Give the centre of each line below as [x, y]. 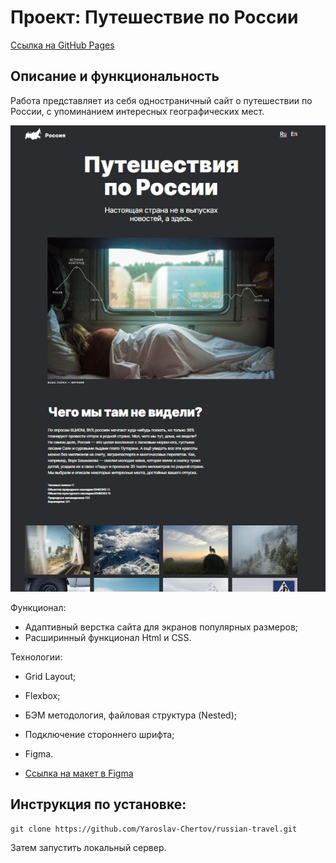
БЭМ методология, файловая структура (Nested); [130, 715]
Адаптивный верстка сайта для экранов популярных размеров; [161, 627]
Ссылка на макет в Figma [79, 773]
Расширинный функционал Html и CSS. [108, 638]
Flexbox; [42, 696]
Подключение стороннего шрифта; [99, 735]
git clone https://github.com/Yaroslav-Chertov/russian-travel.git [154, 829]
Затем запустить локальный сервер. [88, 847]
